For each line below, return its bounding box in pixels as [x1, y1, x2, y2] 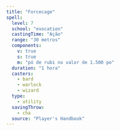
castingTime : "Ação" [11, 31, 63, 37]
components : [11, 43, 42, 49]
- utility [17, 98, 42, 104]
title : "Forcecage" [6, 8, 55, 15]
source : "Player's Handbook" [11, 115, 85, 121]
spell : [6, 14, 23, 21]
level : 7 [11, 20, 34, 26]
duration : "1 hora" [11, 65, 61, 71]
